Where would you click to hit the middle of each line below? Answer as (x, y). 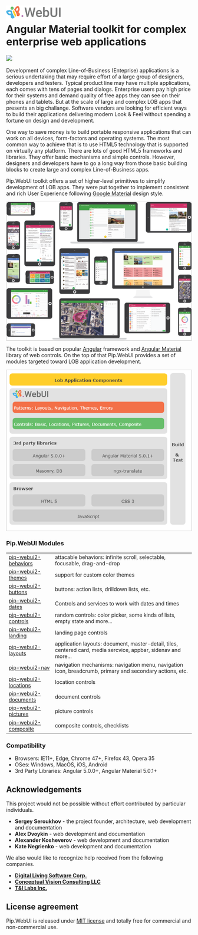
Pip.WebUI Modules (35, 543)
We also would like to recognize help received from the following (85, 858)
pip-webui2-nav (29, 668)
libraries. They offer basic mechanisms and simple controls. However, (91, 157)
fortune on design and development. (50, 120)
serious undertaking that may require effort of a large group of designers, (95, 77)
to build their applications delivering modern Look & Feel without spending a (98, 114)
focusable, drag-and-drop (88, 563)
